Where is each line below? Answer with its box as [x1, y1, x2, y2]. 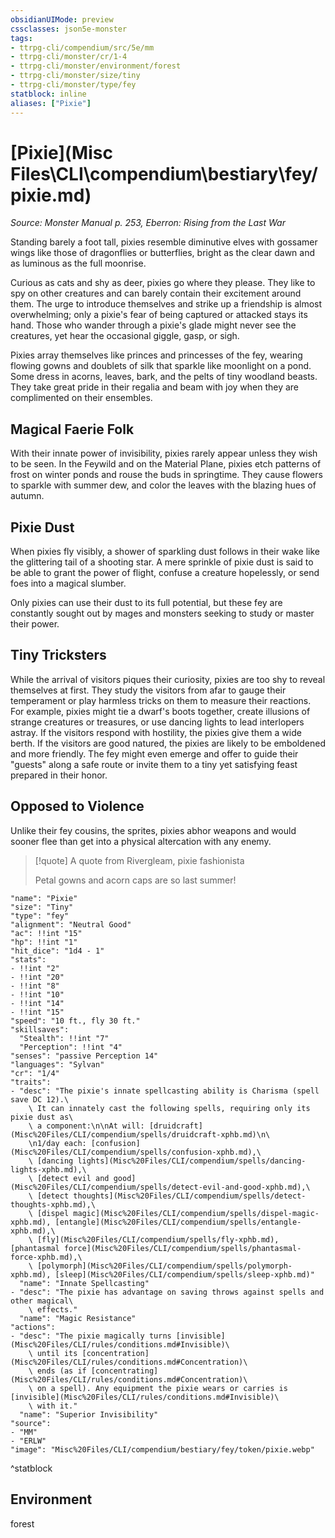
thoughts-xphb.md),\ [10, 1199, 97, 1210]
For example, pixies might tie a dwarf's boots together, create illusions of [10, 705, 311, 717]
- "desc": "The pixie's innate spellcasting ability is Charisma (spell [10, 1086, 320, 1096]
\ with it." [28, 1401, 78, 1411]
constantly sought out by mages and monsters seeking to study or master [10, 607, 315, 620]
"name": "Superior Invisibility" [19, 1409, 159, 1420]
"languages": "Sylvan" [10, 1059, 105, 1070]
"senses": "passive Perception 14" [10, 1051, 159, 1061]
